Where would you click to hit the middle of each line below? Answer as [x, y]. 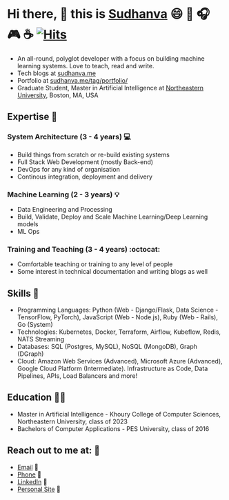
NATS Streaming [41, 339]
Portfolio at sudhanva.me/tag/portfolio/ [72, 80]
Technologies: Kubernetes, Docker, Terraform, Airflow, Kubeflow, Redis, [119, 332]
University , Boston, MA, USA [58, 95]
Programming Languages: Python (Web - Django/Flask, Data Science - [118, 310]
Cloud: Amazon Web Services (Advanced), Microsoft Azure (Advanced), [120, 361]
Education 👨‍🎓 [37, 398]
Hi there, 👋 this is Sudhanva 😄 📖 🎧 [109, 14]
